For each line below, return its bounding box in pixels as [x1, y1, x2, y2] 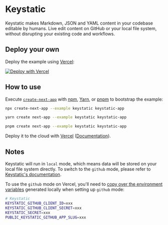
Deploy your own [5, 45, 59, 54]
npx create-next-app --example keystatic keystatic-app [5, 106, 124, 111]
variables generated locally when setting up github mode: [5, 186, 124, 192]
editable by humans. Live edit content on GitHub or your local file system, [5, 25, 157, 31]
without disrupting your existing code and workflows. [5, 31, 115, 37]
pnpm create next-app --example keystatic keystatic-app [5, 124, 127, 129]
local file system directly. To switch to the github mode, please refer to [5, 166, 151, 172]
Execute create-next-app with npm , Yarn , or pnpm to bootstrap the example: [5, 96, 163, 102]
